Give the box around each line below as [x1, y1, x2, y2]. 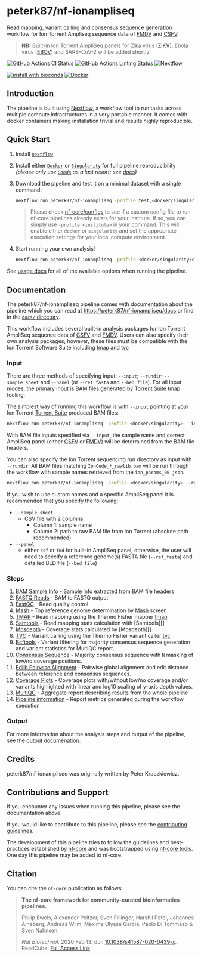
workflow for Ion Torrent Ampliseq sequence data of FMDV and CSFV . [7, 30, 179, 37]
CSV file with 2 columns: [24, 515, 85, 523]
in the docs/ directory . [7, 313, 61, 320]
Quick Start [7, 134, 50, 144]
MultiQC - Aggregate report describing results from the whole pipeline [15, 689, 188, 696]
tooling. [7, 391, 26, 399]
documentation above [7, 810, 61, 817]
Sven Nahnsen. [21, 927, 59, 934]
